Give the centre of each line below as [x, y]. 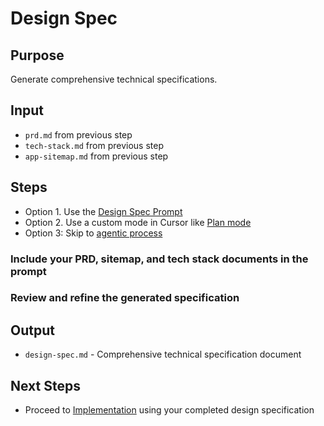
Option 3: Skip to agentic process [93, 233]
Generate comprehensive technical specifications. [114, 79]
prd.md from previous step [78, 134]
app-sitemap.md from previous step [96, 156]
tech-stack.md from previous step [94, 145]
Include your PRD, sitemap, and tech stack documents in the [159, 259]
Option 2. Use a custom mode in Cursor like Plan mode [138, 222]
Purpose [37, 55]
